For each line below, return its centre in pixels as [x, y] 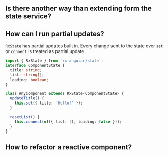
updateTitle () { [27, 98]
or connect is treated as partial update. [45, 51]
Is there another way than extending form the [78, 8]
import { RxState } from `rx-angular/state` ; [54, 61]
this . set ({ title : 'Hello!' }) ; [49, 103]
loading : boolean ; [30, 80]
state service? [29, 17]
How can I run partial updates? [55, 33]
